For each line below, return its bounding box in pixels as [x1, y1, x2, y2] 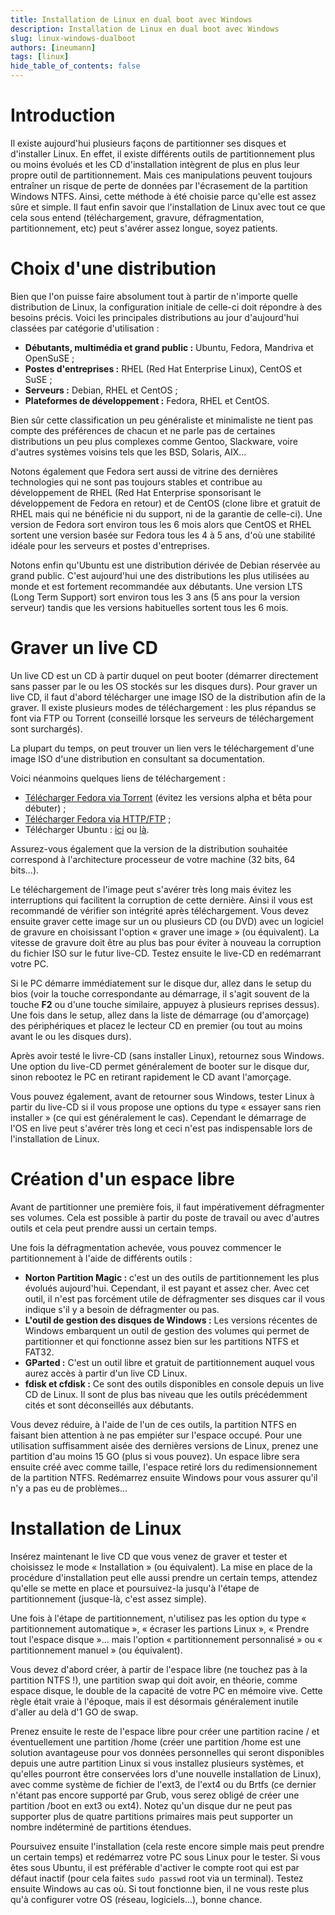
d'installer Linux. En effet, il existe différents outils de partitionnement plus [10, 147, 316, 160]
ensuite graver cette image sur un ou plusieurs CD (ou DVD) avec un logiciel [10, 915, 324, 927]
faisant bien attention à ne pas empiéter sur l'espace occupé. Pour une [10, 1429, 303, 1441]
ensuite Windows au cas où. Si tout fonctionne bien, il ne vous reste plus [10, 1882, 310, 1895]
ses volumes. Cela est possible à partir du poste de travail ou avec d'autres [10, 1211, 320, 1223]
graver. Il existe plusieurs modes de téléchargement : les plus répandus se [10, 701, 317, 713]
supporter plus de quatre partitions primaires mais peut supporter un [10, 1810, 294, 1822]
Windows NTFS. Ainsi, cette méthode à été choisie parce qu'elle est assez [10, 190, 317, 202]
